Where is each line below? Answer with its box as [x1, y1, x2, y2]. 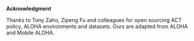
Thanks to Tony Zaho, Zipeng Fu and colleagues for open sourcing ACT [6, 17, 182, 23]
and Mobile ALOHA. [6, 29, 55, 36]
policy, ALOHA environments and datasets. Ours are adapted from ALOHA [6, 23, 188, 30]
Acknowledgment [6, 5, 52, 12]
